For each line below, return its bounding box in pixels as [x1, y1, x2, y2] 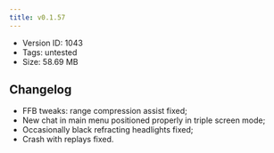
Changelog [9, 82, 72, 98]
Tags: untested [21, 46, 78, 58]
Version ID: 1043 [21, 37, 83, 48]
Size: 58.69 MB [21, 56, 79, 67]
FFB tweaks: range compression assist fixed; [21, 106, 187, 117]
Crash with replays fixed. [21, 134, 114, 145]
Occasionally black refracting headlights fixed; [21, 125, 194, 135]
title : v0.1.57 [9, 12, 66, 22]
